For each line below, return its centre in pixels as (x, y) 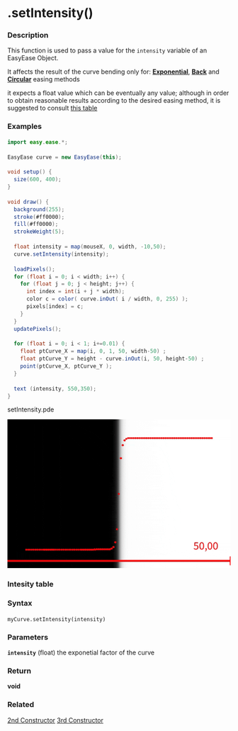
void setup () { (30, 172)
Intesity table (31, 584)
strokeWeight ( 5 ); (39, 232)
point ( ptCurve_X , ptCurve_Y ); (66, 366)
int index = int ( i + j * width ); (75, 292)
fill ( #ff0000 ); (36, 225)
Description (28, 35)
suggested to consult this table (52, 108)
